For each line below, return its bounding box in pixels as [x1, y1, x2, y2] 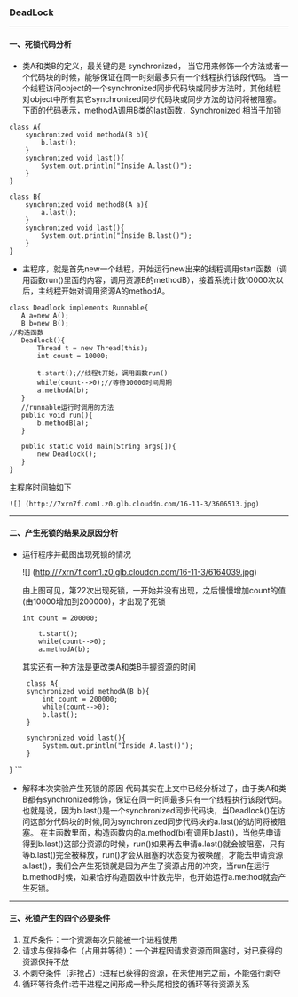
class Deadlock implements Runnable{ [9, 303, 149, 312]
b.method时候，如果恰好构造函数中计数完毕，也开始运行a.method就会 [21, 871, 278, 882]
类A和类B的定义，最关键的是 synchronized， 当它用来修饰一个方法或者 [21, 60, 281, 71]
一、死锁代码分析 [9, 38, 72, 50]
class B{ [9, 192, 42, 201]
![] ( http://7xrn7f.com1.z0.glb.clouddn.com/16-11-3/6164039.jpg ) [21, 566, 257, 577]
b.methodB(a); [36, 419, 90, 428]
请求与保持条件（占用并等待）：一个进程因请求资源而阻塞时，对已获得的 [21, 945, 283, 955]
